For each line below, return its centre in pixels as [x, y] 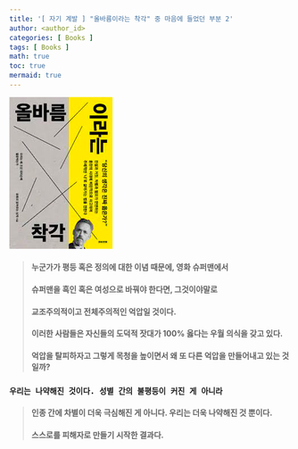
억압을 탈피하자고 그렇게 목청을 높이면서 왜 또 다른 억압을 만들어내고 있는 [156, 355]
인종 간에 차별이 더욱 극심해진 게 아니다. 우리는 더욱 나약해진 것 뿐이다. [152, 413]
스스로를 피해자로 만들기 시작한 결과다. [97, 435]
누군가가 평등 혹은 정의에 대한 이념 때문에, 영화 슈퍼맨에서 [130, 267]
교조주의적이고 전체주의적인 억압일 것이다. [103, 312]
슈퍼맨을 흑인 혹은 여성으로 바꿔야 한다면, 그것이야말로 [124, 289]
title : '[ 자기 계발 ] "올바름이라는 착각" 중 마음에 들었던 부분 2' [121, 19]
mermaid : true [36, 76]
